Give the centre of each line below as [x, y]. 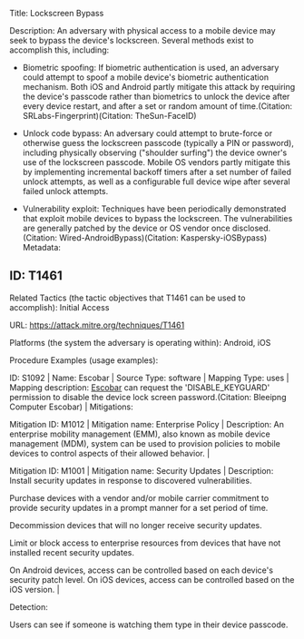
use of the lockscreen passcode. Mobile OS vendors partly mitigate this [156, 162]
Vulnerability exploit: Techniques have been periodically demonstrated [154, 209]
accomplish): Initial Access [59, 307]
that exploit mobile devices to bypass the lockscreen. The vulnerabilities [157, 218]
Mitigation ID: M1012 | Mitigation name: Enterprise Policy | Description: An [147, 424]
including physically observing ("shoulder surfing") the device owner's [155, 152]
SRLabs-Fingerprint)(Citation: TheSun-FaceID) [109, 116]
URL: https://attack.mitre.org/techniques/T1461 [97, 325]
